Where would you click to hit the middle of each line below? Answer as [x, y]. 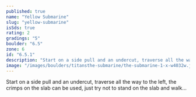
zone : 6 [15, 49]
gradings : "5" [23, 38]
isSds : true [20, 28]
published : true [26, 11]
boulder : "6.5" [24, 44]
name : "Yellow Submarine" [37, 17]
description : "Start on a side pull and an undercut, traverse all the [95, 60]
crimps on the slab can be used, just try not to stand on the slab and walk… [96, 88]
